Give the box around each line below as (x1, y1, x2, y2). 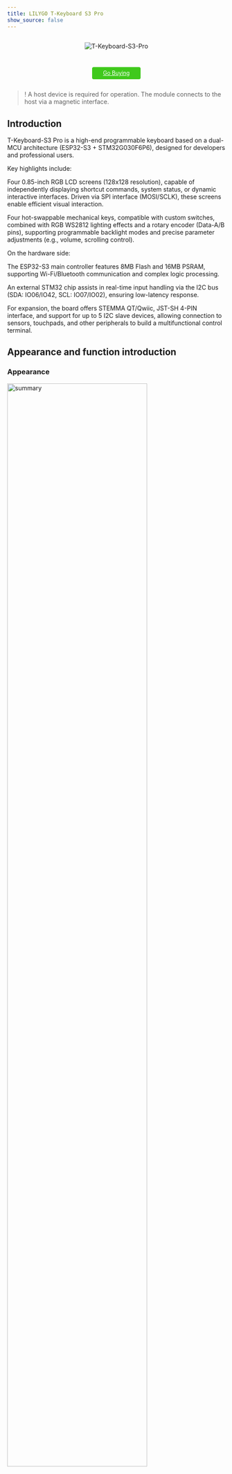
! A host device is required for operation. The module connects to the (24, 90, 222, 99)
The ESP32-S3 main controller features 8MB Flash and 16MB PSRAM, (7, 262, 206, 271)
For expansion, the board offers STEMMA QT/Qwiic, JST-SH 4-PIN (7, 304, 197, 312)
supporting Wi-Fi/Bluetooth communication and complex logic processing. (7, 270, 220, 278)
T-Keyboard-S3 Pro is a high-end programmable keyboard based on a (7, 136, 208, 144)
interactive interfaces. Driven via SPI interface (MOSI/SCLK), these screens (7, 192, 222, 201)
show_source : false (7, 17, 64, 24)
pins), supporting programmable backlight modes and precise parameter (7, 228, 215, 237)
